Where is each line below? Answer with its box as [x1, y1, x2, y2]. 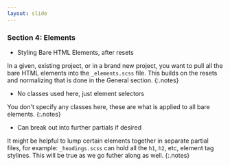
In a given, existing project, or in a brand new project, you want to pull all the [7, 61, 223, 69]
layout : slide [7, 10, 48, 17]
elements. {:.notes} [7, 110, 61, 118]
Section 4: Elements [7, 32, 76, 42]
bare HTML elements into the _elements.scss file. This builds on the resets [7, 69, 218, 77]
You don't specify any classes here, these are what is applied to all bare [7, 102, 211, 110]
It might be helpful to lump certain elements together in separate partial [7, 137, 209, 145]
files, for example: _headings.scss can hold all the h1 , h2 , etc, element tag [7, 143, 214, 152]
